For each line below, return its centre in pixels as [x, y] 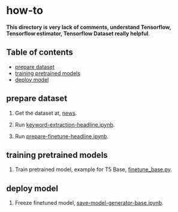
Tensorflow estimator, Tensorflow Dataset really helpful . [78, 33]
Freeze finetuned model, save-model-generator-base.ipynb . [89, 203]
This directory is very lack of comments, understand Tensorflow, [89, 27]
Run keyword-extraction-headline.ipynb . [65, 124]
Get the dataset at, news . [46, 113]
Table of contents [40, 53]
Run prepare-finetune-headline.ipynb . [62, 136]
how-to [25, 11]
